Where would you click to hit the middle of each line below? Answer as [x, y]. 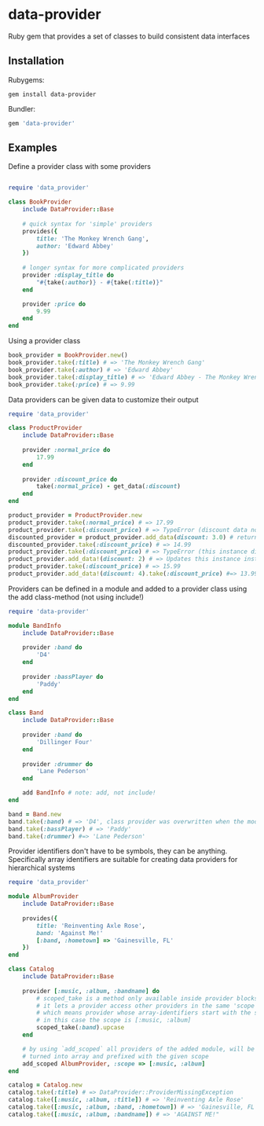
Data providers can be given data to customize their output [103, 399]
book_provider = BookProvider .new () [68, 355]
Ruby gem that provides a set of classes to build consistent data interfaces [129, 36]
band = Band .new [35, 814]
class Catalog [31, 969]
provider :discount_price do [70, 479]
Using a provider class [44, 341]
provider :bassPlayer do [63, 677]
